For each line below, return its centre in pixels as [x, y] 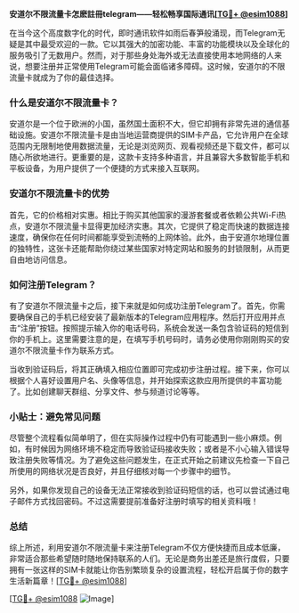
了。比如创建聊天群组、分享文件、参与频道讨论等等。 [107, 391]
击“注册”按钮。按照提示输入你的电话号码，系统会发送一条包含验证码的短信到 [149, 328]
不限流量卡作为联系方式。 [71, 350]
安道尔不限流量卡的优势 [59, 193]
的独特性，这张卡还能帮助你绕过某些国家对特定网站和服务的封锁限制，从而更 [149, 248]
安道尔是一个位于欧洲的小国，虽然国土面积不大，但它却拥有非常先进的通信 [145, 124]
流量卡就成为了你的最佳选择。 [64, 78]
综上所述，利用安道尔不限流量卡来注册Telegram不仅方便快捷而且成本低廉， [147, 548]
